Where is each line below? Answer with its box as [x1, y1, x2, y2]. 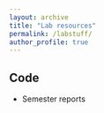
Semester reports [21, 94, 86, 104]
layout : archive [9, 12, 69, 22]
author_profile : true [9, 37, 89, 47]
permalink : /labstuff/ [9, 29, 93, 38]
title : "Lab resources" [9, 21, 97, 30]
